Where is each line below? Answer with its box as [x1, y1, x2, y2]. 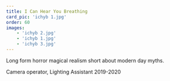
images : [6, 24, 25, 31]
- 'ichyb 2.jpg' [16, 30, 57, 36]
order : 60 [6, 19, 30, 25]
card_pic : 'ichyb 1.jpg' [6, 14, 67, 20]
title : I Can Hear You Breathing [6, 8, 88, 15]
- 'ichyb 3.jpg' [16, 41, 57, 47]
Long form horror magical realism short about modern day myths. [6, 57, 164, 64]
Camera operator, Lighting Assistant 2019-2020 [6, 68, 121, 75]
